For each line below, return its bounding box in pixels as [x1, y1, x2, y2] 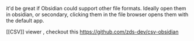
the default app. [6, 17, 44, 24]
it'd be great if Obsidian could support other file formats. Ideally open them [6, 5, 186, 12]
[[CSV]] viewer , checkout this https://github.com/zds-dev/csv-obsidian [6, 28, 179, 35]
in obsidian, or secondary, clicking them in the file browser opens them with [6, 11, 189, 18]
